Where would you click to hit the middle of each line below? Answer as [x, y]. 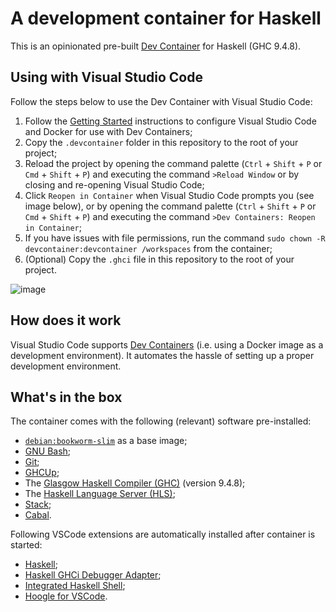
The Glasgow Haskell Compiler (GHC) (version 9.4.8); [135, 483]
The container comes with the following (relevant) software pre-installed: [161, 421]
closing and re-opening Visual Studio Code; [114, 184]
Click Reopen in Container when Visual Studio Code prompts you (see [169, 195]
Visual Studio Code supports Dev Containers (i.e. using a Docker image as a [167, 344]
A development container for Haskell [166, 18]
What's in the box [66, 397]
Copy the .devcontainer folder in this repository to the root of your [161, 142]
